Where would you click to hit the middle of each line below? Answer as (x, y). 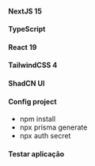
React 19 (23, 47)
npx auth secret (45, 136)
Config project (32, 101)
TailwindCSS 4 (33, 65)
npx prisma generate (53, 127)
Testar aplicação (36, 153)
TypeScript (27, 29)
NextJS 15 (25, 11)
